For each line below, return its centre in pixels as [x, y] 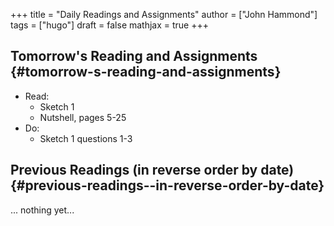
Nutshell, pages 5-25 [83, 117]
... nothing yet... [42, 210]
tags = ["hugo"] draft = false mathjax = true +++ [110, 25]
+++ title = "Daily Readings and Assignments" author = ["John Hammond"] [164, 14]
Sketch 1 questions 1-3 [86, 138]
